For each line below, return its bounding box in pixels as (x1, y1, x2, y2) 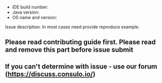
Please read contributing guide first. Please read (5, 38, 156, 46)
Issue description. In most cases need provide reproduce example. (5, 24, 140, 30)
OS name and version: (12, 15, 57, 20)
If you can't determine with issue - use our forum (5, 62, 158, 70)
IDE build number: (12, 4, 49, 10)
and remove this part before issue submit (5, 46, 134, 54)
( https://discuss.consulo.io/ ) (5, 70, 95, 78)
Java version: (12, 9, 40, 15)
